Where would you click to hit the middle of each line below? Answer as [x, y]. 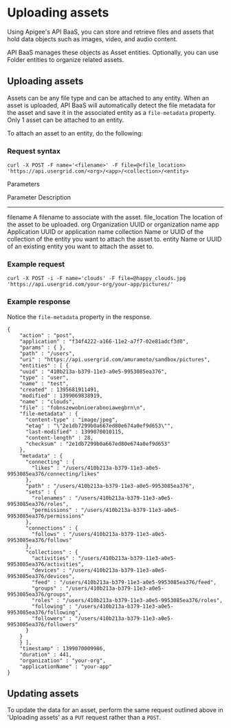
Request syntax [34, 151]
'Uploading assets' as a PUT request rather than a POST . [84, 718]
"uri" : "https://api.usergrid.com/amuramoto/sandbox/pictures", [115, 359]
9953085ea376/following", [44, 612]
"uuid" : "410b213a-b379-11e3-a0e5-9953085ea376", [93, 372]
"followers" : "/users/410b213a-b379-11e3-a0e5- [103, 618]
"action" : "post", [47, 335]
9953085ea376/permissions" [46, 516]
